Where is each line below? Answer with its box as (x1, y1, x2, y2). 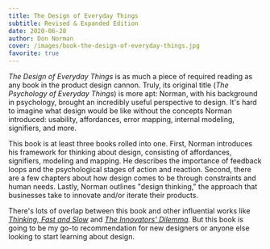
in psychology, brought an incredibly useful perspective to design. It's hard (8, 98, 258, 107)
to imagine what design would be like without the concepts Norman (8, 106, 232, 116)
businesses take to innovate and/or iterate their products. (8, 191, 199, 200)
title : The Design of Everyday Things (8, 11, 139, 20)
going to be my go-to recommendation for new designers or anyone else (8, 223, 250, 233)
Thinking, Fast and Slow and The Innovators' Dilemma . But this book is (8, 215, 244, 224)
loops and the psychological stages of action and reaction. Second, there (8, 165, 251, 174)
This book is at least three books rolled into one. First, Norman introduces (8, 139, 252, 148)
